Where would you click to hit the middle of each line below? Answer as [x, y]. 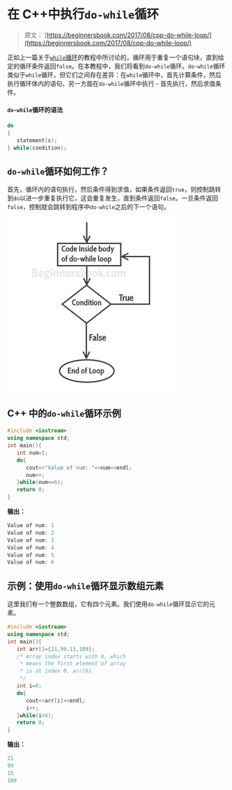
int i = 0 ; [29, 686]
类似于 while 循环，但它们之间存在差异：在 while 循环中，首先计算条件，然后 [114, 75]
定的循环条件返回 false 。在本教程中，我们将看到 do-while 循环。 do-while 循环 [116, 66]
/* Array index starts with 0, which [71, 656]
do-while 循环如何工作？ [58, 172]
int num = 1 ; [32, 453]
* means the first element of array [73, 664]
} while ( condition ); [37, 148]
